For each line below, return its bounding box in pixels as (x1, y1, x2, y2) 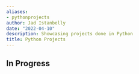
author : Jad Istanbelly (6, 20, 66, 26)
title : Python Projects (6, 36, 66, 42)
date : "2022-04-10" (6, 25, 55, 32)
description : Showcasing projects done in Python (6, 31, 134, 37)
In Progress (6, 58, 50, 69)
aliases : (6, 8, 28, 15)
